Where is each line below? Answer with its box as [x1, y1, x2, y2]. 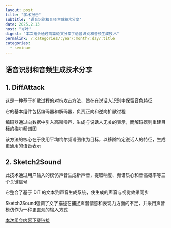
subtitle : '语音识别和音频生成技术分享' [5, 17, 82, 22]
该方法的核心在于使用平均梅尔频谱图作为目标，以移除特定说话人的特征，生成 [5, 136, 166, 142]
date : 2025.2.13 [5, 21, 40, 27]
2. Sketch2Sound [5, 158, 61, 166]
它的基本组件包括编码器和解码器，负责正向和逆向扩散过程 [5, 108, 126, 114]
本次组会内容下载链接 [5, 217, 50, 223]
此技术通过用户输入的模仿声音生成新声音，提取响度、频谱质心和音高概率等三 [5, 172, 166, 178]
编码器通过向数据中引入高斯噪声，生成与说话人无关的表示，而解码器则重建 [5, 119, 161, 125]
